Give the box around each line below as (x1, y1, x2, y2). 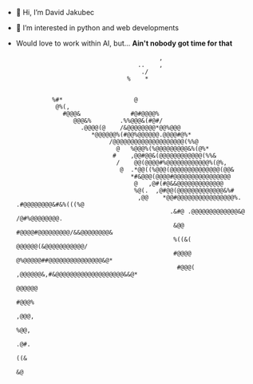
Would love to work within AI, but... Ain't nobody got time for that (15, 38, 233, 48)
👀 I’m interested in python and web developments (15, 23, 180, 32)
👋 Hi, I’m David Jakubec (15, 8, 95, 17)
